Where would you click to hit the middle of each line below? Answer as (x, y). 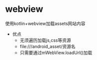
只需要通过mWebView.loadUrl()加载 (56, 53)
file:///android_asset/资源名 (48, 46)
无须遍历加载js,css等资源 (45, 40)
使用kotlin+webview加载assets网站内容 (45, 23)
